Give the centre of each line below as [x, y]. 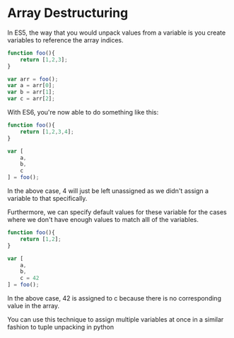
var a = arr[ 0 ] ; [31, 86]
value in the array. [34, 306]
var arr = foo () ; [33, 79]
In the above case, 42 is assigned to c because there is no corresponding [114, 298]
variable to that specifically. [47, 199]
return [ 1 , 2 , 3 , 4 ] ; [47, 132]
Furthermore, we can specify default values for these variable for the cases [117, 212]
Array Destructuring [68, 13]
